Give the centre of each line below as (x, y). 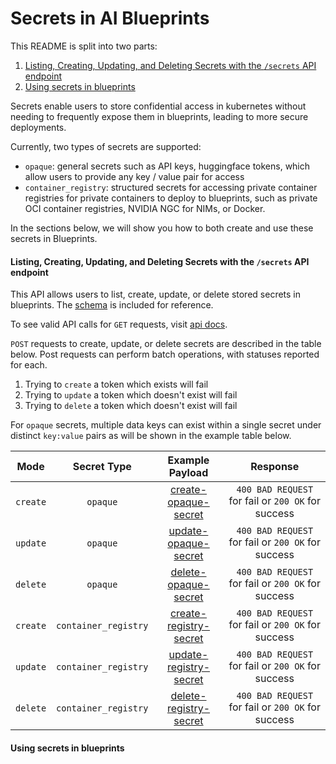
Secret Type (102, 467)
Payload (188, 473)
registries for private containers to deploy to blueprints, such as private (171, 198)
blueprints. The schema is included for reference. (112, 305)
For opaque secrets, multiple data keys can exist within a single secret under (166, 425)
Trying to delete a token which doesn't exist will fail (131, 406)
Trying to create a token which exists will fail (116, 384)
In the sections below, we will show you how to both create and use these (162, 228)
